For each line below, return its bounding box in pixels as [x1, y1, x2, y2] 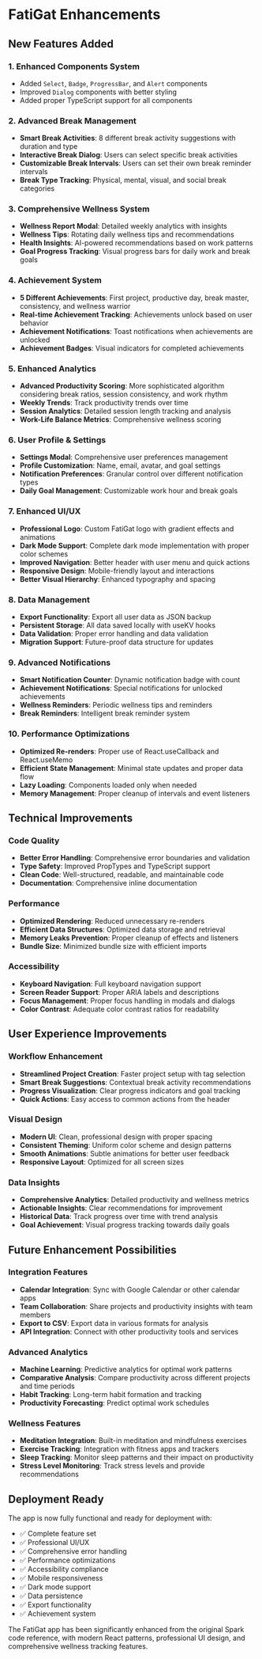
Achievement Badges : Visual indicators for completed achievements [19, 343, 245, 353]
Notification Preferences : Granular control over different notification [19, 469, 243, 479]
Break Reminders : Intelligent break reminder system [19, 708, 191, 718]
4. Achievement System [8, 275, 103, 286]
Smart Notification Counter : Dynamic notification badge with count [19, 675, 241, 685]
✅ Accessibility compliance [19, 1565, 109, 1574]
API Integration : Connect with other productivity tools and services [19, 1327, 239, 1336]
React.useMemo [19, 754, 73, 765]
